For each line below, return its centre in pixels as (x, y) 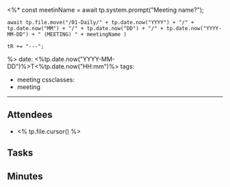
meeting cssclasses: (46, 79)
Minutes (25, 176)
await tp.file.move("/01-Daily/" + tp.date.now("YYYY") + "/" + (101, 23)
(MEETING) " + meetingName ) (85, 34)
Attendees (30, 115)
